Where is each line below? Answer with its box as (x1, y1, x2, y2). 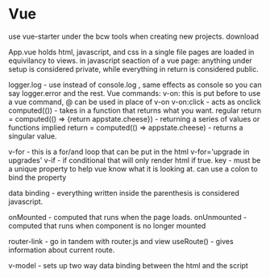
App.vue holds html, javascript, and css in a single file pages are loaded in (8, 47, 255, 56)
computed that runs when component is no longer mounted (8, 221, 206, 230)
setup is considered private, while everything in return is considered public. (8, 64, 260, 73)
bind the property (8, 172, 67, 182)
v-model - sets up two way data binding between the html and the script (8, 260, 248, 270)
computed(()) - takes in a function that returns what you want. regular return (8, 106, 262, 115)
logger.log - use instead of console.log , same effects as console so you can (8, 80, 262, 89)
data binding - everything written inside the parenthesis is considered (8, 188, 240, 197)
